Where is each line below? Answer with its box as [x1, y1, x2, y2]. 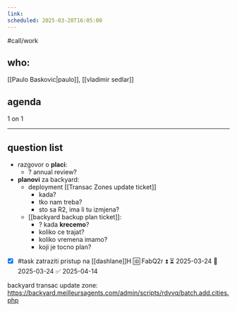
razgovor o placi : [17, 160, 68, 169]
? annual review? [28, 167, 78, 176]
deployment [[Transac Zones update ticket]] [28, 183, 157, 191]
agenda [7, 96, 42, 108]
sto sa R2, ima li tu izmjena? [38, 205, 120, 214]
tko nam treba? [38, 197, 83, 206]
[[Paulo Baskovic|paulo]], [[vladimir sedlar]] [7, 75, 134, 84]
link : [7, 10, 23, 18]
